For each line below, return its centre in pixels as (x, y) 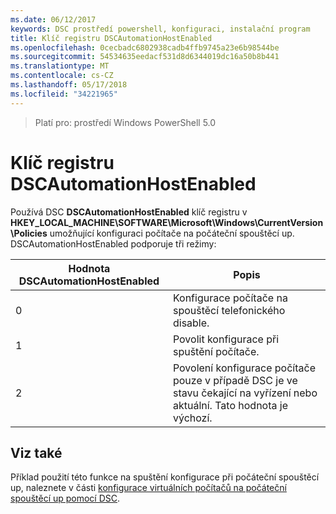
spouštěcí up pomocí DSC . (65, 498)
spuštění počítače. (216, 351)
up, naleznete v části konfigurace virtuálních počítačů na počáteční (148, 488)
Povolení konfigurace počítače (244, 368)
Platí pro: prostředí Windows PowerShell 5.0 (125, 122)
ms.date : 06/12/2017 (53, 19)
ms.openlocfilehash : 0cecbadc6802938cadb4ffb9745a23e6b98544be (145, 47)
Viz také (36, 452)
